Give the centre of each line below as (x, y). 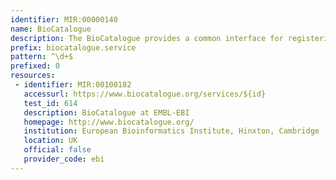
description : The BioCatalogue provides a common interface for (147, 38)
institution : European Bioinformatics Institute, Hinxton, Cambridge (171, 131)
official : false (57, 150)
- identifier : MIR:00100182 (73, 85)
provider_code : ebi (64, 159)
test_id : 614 (50, 103)
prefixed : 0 (35, 66)
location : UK (50, 141)
